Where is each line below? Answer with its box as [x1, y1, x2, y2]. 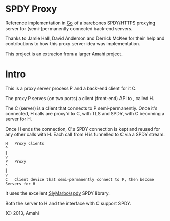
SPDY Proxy [5, 3, 57, 15]
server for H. [5, 116, 32, 122]
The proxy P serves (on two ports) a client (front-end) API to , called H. [5, 95, 155, 101]
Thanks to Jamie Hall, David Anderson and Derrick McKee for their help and [5, 35, 165, 41]
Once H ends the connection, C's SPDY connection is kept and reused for [5, 126, 160, 132]
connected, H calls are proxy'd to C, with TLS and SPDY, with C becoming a [5, 110, 165, 116]
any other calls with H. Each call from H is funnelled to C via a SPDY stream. [5, 131, 165, 137]
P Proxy [5, 159, 27, 164]
